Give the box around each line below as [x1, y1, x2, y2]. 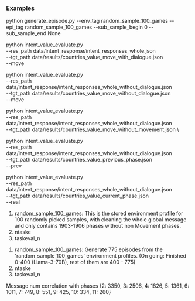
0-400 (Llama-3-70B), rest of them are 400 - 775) [14, 259, 136, 266]
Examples [6, 4, 35, 12]
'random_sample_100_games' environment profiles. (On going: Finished [14, 252, 186, 259]
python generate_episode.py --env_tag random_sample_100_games [6, 18, 169, 25]
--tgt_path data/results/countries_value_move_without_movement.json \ [6, 126, 179, 133]
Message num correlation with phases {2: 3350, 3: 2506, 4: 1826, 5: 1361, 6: [6, 282, 189, 289]
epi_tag [6, 23, 24, 30]
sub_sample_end [6, 30, 47, 37]
